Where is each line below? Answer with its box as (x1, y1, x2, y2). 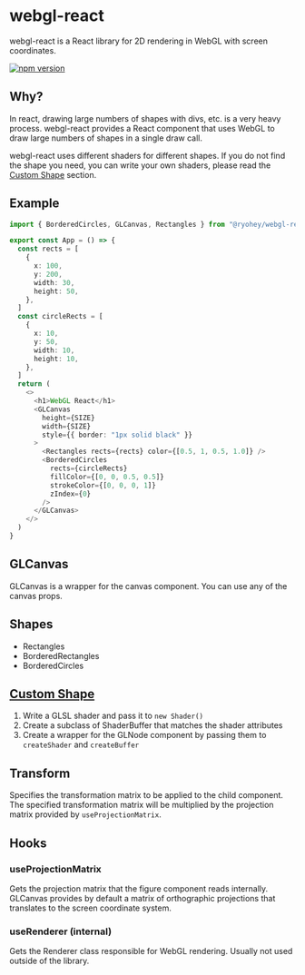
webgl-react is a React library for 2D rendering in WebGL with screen (9, 35, 268, 46)
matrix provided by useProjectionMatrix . (9, 809, 162, 820)
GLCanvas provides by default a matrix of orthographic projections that (9, 892, 276, 903)
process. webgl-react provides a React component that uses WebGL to (9, 123, 275, 133)
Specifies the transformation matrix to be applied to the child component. (9, 790, 284, 801)
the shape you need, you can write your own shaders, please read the (9, 160, 271, 171)
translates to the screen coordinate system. (9, 902, 172, 913)
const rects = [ (17, 244, 79, 254)
